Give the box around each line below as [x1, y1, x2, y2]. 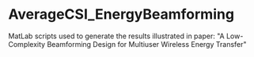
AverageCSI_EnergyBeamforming [8, 5, 235, 23]
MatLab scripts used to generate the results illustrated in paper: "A [8, 31, 225, 41]
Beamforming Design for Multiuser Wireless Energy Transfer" [47, 39, 247, 48]
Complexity [8, 39, 46, 48]
